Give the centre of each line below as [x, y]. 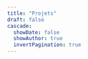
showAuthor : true [38, 39]
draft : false [26, 20]
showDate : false [36, 32]
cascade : [20, 26]
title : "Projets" [32, 13]
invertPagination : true [47, 45]
